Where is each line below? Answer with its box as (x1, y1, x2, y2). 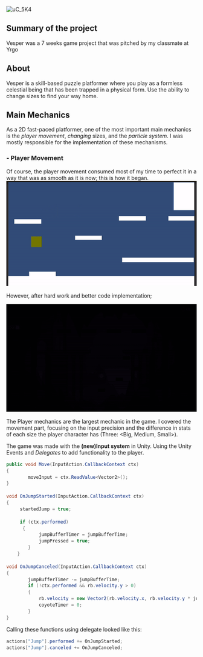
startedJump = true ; (19, 506, 71, 512)
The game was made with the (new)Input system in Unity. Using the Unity (6, 442, 192, 450)
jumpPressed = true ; (38, 538, 91, 544)
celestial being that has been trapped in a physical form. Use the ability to (6, 85, 190, 93)
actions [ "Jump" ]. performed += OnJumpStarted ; (6, 638, 123, 644)
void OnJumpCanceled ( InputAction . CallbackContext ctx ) (6, 564, 147, 570)
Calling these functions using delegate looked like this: (6, 625, 142, 633)
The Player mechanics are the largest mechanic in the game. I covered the (6, 418, 192, 425)
